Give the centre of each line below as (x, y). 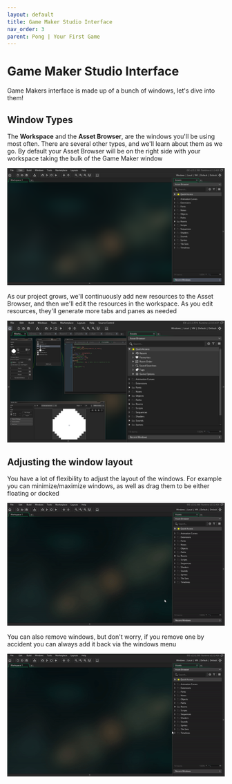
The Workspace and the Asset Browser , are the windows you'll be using (111, 136)
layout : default (30, 15)
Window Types (40, 120)
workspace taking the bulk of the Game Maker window (85, 158)
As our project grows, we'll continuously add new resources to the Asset (110, 296)
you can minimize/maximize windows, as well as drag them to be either (108, 486)
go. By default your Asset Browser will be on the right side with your (104, 151)
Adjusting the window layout (70, 462)
